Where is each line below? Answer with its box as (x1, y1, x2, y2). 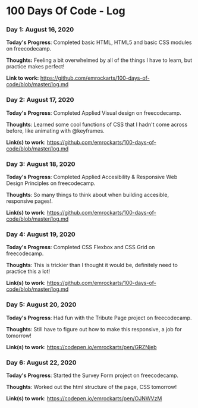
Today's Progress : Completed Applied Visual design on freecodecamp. (6, 109, 181, 117)
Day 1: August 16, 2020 (6, 26, 74, 34)
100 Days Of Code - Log (6, 4, 126, 18)
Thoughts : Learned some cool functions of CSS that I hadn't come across (6, 121, 188, 128)
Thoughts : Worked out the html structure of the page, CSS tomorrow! (6, 383, 177, 390)
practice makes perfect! (6, 63, 65, 70)
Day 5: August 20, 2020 (6, 300, 77, 309)
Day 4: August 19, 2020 (6, 230, 76, 238)
